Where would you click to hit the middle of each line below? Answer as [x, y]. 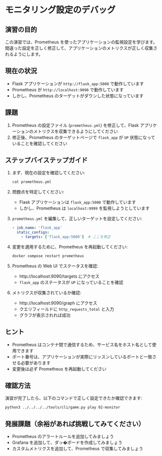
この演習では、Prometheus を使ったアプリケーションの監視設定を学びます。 [81, 42]
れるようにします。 [24, 54]
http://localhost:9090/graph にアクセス [58, 303]
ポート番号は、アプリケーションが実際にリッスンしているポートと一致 [82, 357]
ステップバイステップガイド [47, 160]
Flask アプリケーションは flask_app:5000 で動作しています [78, 202]
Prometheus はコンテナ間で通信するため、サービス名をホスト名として [82, 344]
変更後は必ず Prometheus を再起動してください [59, 369]
